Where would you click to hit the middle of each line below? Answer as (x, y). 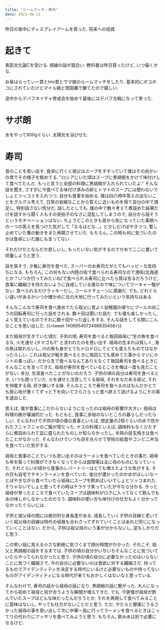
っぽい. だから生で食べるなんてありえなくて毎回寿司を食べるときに (90, 361)
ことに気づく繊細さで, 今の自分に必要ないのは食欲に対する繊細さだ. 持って (81, 563)
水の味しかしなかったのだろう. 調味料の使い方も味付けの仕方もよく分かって (82, 499)
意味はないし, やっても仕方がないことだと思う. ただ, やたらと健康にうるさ (84, 604)
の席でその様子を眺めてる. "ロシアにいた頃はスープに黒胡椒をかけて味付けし (83, 177)
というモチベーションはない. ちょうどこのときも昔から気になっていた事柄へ (82, 220)
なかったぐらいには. (25, 505)
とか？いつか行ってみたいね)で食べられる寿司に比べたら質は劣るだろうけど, (82, 279)
